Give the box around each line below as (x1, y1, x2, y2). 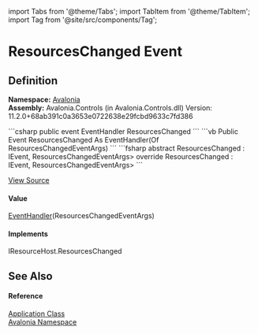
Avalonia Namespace (8, 317, 77, 326)
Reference (8, 291, 43, 301)
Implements (8, 228, 49, 239)
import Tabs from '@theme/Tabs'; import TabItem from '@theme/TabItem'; (8, 7, 251, 16)
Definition (8, 74, 58, 87)
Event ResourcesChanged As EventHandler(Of (8, 135, 159, 144)
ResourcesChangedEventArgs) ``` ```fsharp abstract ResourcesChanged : (8, 143, 245, 153)
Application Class (8, 309, 65, 318)
